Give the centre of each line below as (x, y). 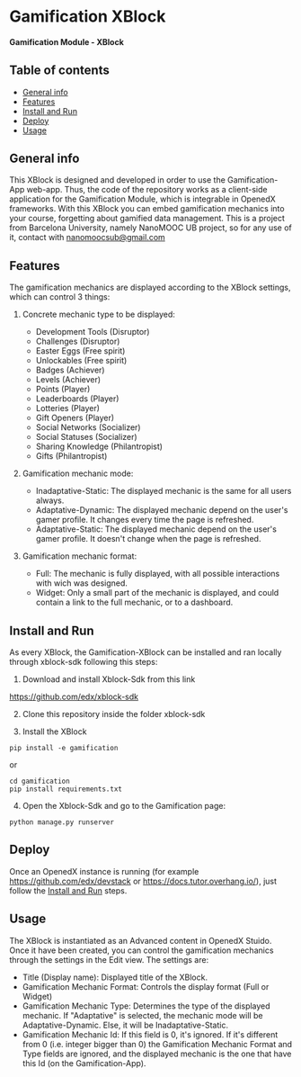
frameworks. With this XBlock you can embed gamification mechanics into (147, 209)
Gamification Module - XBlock (66, 41)
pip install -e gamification (64, 749)
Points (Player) (63, 390)
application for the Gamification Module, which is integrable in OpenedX (142, 199)
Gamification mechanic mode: (78, 473)
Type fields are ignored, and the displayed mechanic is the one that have (157, 1054)
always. (50, 500)
